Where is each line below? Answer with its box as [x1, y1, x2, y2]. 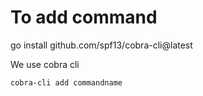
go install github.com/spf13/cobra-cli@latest [10, 39, 193, 51]
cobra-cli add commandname [10, 77, 123, 88]
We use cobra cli [10, 58, 80, 70]
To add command [10, 6, 158, 29]
